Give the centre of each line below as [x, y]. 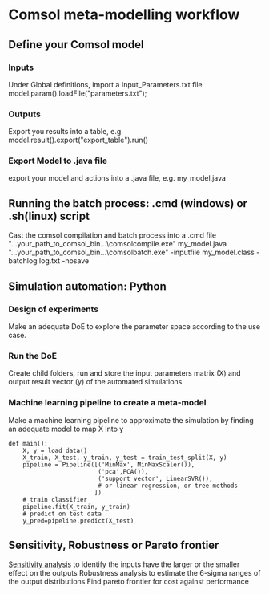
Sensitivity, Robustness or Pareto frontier [114, 545]
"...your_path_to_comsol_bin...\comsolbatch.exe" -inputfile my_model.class [131, 252]
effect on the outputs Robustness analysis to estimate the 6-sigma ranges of [134, 573]
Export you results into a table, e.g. [66, 132]
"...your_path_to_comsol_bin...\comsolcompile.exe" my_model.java [117, 244]
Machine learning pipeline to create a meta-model [107, 403]
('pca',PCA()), [123, 471]
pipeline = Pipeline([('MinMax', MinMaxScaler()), [109, 464]
